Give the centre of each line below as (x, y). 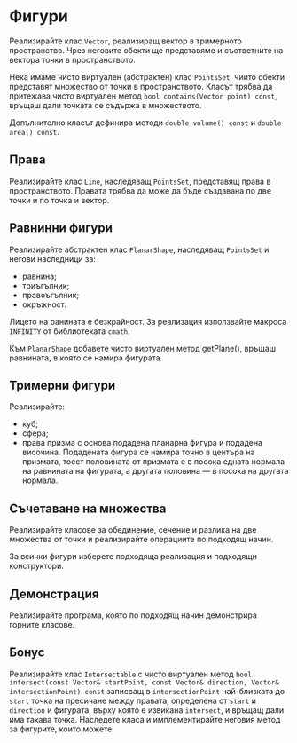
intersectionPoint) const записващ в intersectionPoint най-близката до (147, 691)
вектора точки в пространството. (72, 59)
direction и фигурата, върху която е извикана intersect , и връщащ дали (147, 710)
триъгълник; (46, 285)
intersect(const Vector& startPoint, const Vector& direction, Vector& (144, 682)
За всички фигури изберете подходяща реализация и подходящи (133, 557)
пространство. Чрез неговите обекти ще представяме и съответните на (146, 50)
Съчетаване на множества (88, 508)
